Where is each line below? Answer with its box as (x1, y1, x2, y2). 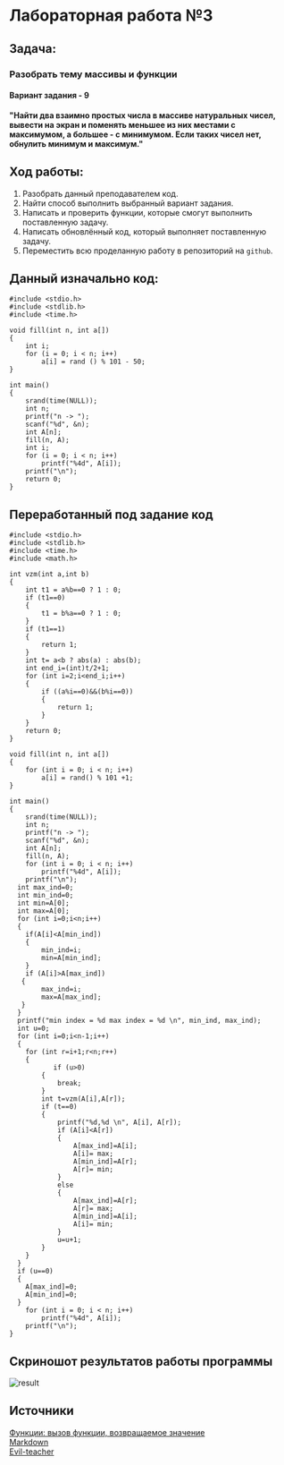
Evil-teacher (9, 1446, 54, 1457)
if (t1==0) (25, 593, 66, 602)
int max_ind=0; (17, 883, 74, 892)
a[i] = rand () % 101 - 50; (41, 357, 146, 367)
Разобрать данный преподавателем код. (21, 188, 179, 199)
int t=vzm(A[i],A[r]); (41, 1094, 126, 1103)
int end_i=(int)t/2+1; (25, 664, 110, 673)
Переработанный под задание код (9, 507, 213, 522)
